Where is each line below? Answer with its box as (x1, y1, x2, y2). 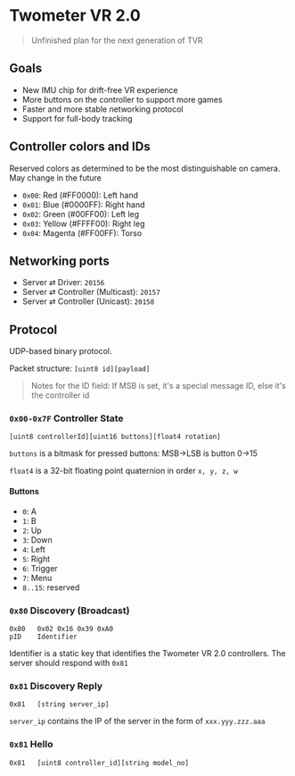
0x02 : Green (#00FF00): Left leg (21, 208, 140, 219)
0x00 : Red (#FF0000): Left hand (21, 190, 139, 200)
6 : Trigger (21, 562, 58, 573)
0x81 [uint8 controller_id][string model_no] (9, 758, 190, 767)
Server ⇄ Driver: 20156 (21, 277, 105, 288)
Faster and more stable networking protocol (21, 104, 184, 114)
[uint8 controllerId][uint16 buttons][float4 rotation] (9, 433, 221, 442)
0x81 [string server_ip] (9, 700, 110, 709)
